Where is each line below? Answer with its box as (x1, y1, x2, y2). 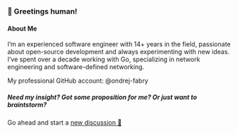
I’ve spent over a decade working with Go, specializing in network (7, 55, 200, 63)
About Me (7, 24, 38, 33)
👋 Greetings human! (7, 6, 78, 16)
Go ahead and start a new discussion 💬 (7, 118, 122, 127)
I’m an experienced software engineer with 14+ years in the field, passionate (7, 40, 231, 48)
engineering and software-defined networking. (7, 63, 144, 71)
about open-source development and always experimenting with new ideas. (7, 48, 229, 56)
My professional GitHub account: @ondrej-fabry (7, 76, 148, 85)
